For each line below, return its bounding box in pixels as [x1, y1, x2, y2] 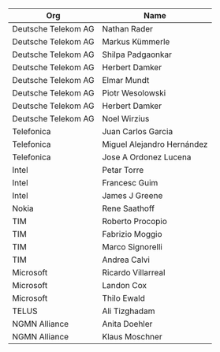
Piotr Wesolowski [102, 88, 166, 98]
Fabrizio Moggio [102, 229, 163, 239]
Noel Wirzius [102, 114, 150, 124]
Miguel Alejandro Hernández [102, 139, 208, 149]
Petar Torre [102, 165, 144, 175]
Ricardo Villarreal [102, 268, 166, 278]
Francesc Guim [102, 178, 158, 188]
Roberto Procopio [102, 216, 168, 227]
